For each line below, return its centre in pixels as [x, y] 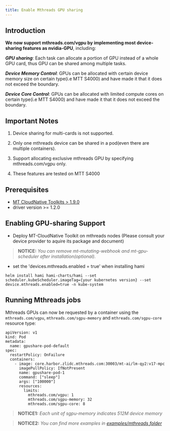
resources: [30, 386]
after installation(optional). [68, 256]
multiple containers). [34, 149]
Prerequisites [27, 190]
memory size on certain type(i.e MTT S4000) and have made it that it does [84, 79]
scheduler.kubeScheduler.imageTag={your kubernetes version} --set [78, 280]
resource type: [21, 323]
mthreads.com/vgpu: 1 [51, 395]
